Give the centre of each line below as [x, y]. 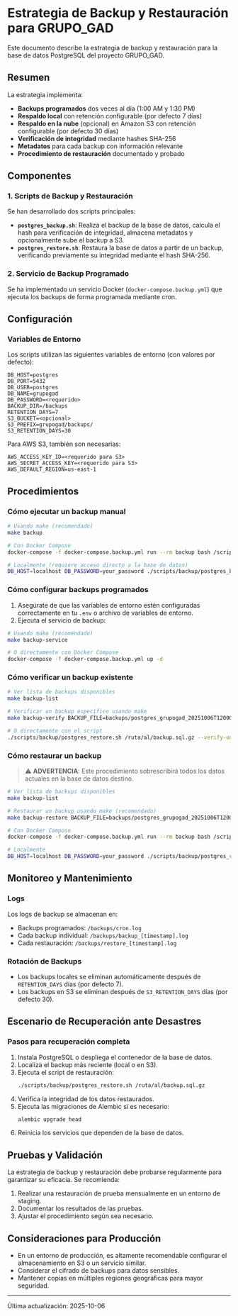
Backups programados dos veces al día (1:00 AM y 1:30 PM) [107, 108]
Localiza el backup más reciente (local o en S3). [87, 1064]
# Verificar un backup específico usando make [77, 712]
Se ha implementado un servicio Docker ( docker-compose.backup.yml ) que [115, 289]
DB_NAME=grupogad [33, 394]
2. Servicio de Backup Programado [68, 274]
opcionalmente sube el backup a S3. [71, 240]
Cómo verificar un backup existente [70, 677]
